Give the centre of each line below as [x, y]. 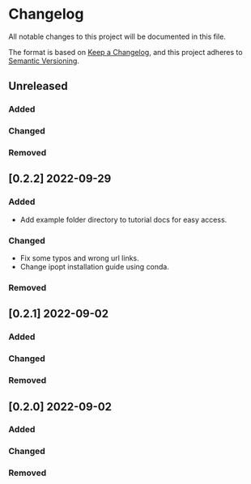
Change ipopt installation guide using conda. [95, 267]
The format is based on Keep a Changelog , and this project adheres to [125, 52]
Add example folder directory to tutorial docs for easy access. [123, 219]
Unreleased [38, 86]
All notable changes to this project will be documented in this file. [117, 36]
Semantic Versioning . [44, 61]
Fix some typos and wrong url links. [79, 258]
